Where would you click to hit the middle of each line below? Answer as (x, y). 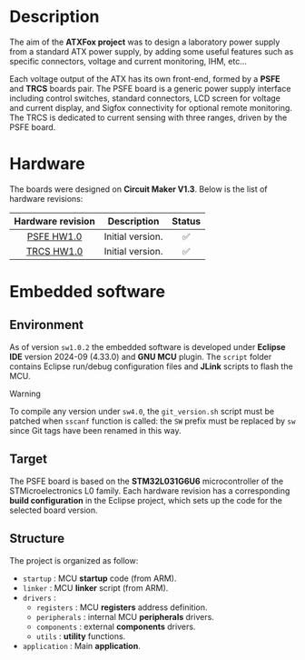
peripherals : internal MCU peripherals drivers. (125, 616)
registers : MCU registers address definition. (122, 607)
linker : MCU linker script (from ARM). (95, 587)
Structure (37, 539)
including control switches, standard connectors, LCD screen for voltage (145, 98)
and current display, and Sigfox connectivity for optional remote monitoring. (151, 107)
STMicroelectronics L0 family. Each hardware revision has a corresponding (150, 490)
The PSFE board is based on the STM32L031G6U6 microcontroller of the (147, 481)
